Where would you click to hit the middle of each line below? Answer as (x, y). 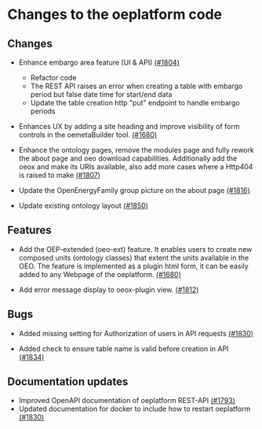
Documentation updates (68, 382)
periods (43, 111)
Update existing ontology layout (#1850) (83, 205)
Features (29, 230)
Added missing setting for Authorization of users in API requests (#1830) (136, 333)
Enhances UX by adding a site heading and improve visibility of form (129, 126)
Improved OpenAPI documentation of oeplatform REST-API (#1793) (127, 401)
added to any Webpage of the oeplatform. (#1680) (100, 274)
